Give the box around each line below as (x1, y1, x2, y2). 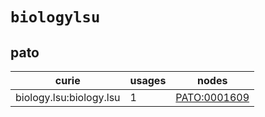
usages (129, 74, 167, 87)
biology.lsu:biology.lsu (15, 91, 121, 104)
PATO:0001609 (175, 91, 250, 104)
